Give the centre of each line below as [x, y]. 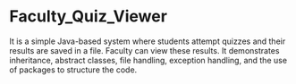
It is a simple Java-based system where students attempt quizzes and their [148, 41]
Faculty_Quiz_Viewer [89, 17]
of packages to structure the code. [73, 70]
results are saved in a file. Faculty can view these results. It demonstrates [144, 50]
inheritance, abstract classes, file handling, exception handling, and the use [148, 60]
